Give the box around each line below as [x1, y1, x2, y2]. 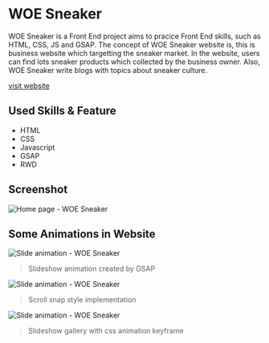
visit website [8, 81, 50, 91]
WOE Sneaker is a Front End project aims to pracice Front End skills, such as [8, 31, 261, 41]
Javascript [19, 142, 55, 152]
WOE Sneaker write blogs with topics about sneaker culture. [8, 65, 207, 75]
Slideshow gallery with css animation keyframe [27, 326, 184, 336]
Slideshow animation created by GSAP [27, 264, 156, 273]
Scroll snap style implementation [27, 295, 137, 305]
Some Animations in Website [8, 227, 156, 240]
